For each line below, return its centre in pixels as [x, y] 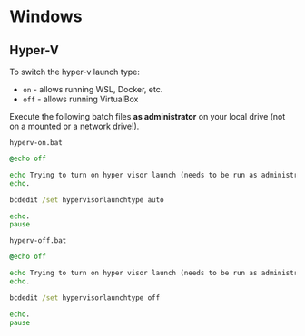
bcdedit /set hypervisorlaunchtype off [85, 298]
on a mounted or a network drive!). [74, 126]
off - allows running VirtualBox [80, 99]
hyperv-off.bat [38, 241]
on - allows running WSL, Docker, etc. [93, 89]
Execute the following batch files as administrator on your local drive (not [148, 116]
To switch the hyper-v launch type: [75, 72]
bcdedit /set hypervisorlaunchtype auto [87, 200]
